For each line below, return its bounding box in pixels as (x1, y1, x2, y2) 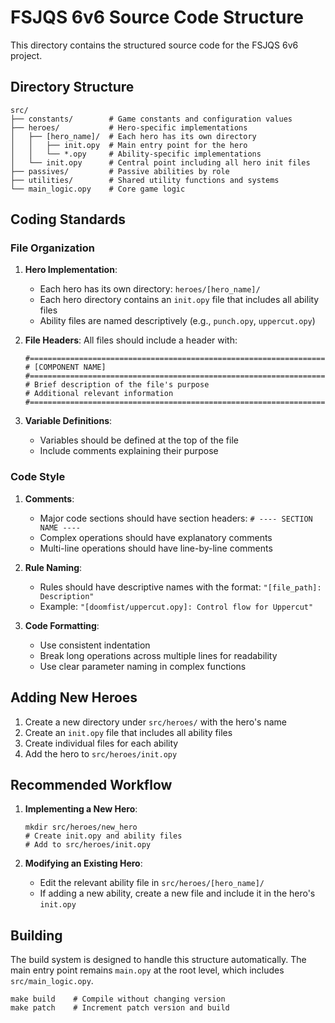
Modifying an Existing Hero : (24, 857, 143, 870)
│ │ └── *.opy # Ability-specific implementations (10, 149, 262, 159)
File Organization (10, 241, 95, 255)
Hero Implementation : (24, 264, 118, 276)
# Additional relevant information (24, 389, 174, 399)
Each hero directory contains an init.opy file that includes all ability (39, 294, 320, 306)
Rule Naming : (24, 561, 83, 573)
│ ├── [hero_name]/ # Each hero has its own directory (10, 131, 257, 141)
